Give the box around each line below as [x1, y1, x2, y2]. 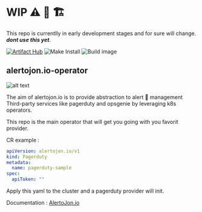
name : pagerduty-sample [12, 165, 72, 171]
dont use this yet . [6, 36, 52, 43]
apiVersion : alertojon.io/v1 [6, 148, 80, 154]
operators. [6, 106, 32, 114]
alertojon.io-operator [6, 66, 88, 76]
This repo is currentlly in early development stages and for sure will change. [6, 29, 197, 37]
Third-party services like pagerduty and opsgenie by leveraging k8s [6, 100, 177, 107]
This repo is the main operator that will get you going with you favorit [6, 118, 179, 125]
